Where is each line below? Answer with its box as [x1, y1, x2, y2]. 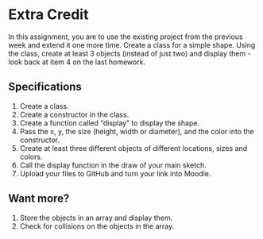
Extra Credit [8, 6, 89, 24]
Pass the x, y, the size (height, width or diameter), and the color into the [19, 126, 254, 136]
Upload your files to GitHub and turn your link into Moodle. [19, 168, 211, 178]
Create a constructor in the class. [19, 110, 130, 119]
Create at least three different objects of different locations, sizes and [19, 143, 248, 152]
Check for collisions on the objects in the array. [19, 221, 175, 231]
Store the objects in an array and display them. [19, 213, 173, 222]
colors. [19, 152, 43, 161]
